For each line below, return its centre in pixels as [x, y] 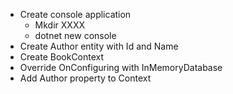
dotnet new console [75, 35]
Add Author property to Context [85, 78]
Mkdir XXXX [59, 25]
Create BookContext [62, 57]
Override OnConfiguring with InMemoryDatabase [121, 67]
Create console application [75, 14]
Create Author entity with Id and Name [99, 46]
